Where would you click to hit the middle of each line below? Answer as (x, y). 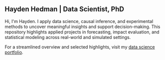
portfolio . (14, 52)
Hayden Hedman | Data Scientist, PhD (64, 9)
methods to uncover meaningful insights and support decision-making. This (82, 26)
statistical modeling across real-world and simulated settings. (68, 37)
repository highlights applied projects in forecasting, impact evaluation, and (82, 32)
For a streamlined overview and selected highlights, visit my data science (80, 47)
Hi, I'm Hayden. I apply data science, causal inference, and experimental (79, 21)
